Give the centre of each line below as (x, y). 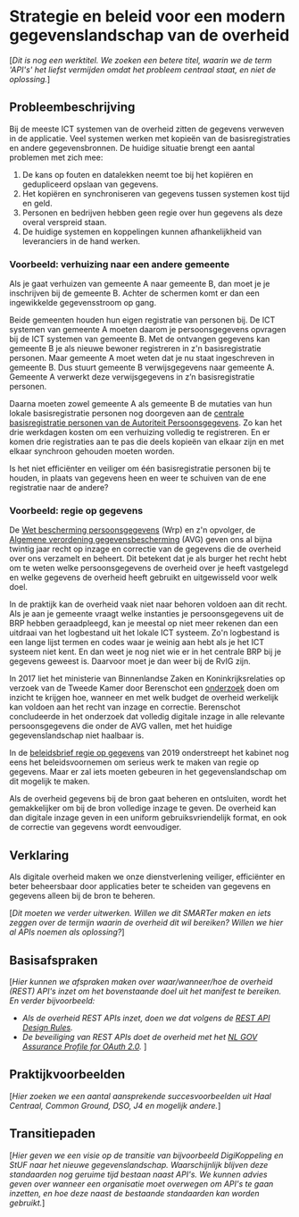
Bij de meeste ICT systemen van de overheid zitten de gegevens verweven (147, 129)
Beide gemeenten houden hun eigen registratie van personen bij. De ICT (142, 320)
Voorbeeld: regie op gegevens (76, 510)
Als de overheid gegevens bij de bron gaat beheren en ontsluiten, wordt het (148, 799)
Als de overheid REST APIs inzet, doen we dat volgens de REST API (146, 1018)
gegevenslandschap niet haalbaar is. (77, 735)
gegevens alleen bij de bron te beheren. (83, 896)
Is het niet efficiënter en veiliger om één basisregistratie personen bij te (140, 469)
